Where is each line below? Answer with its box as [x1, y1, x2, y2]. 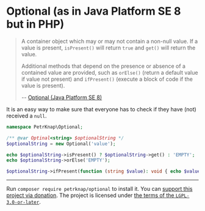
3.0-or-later [6, 199, 40, 205]
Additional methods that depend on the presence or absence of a [21, 62, 186, 70]
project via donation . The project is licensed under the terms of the [6, 191, 175, 199]
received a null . [6, 112, 47, 119]
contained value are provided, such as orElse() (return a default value [21, 68, 198, 76]
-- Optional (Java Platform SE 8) [21, 94, 103, 101]
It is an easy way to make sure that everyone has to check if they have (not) [6, 105, 196, 113]
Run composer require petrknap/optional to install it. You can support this [6, 185, 193, 193]
